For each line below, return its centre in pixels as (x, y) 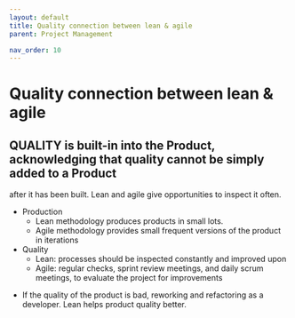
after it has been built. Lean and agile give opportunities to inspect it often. (145, 195)
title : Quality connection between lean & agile (101, 26)
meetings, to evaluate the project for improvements (129, 278)
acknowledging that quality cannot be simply (137, 159)
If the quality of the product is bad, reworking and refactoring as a (143, 295)
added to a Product (63, 173)
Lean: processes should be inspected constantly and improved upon (161, 259)
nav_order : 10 (36, 50)
